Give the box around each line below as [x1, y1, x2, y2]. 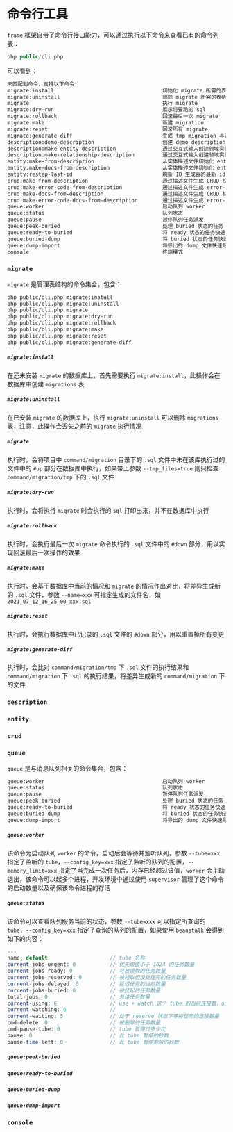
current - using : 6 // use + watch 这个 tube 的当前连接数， [7, 1000, 222, 1007]
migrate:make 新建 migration [7, 120, 205, 126]
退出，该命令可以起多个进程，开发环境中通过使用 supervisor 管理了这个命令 [7, 875, 224, 883]
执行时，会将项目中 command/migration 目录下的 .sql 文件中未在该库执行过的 [7, 455, 225, 464]
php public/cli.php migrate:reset [7, 332, 107, 339]
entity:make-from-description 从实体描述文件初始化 [7, 158, 214, 165]
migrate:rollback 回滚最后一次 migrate [7, 113, 218, 120]
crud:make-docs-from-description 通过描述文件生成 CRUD [7, 190, 220, 197]
